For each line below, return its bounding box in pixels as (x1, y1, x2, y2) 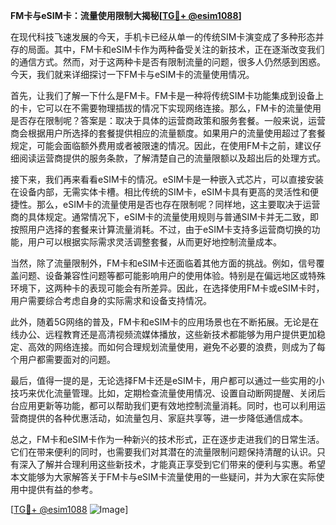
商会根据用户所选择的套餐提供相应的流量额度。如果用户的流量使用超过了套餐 (10, 127, 326, 139)
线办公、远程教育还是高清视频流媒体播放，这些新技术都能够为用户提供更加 (10, 329, 317, 340)
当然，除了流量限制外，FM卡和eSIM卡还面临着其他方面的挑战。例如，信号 (10, 257, 317, 269)
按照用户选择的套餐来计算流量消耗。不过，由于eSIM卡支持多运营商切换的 (10, 224, 312, 235)
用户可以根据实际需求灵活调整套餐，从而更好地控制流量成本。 (27, 236, 282, 248)
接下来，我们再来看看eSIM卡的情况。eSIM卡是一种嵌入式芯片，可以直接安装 (10, 174, 325, 185)
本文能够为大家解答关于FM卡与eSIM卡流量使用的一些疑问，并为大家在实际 (10, 471, 317, 483)
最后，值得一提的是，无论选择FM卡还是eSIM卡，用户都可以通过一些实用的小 (10, 375, 325, 386)
